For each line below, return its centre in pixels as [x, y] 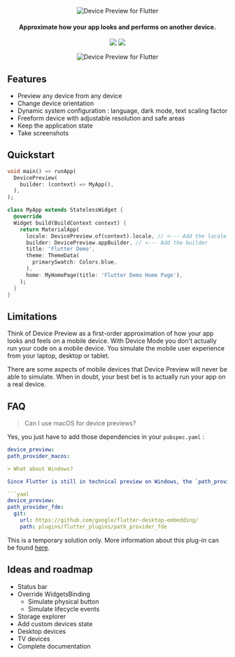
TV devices [34, 639]
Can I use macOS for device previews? [80, 424]
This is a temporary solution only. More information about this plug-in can [113, 540]
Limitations [32, 317]
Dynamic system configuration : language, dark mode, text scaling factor [122, 111]
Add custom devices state [55, 623]
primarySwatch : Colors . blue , [75, 262]
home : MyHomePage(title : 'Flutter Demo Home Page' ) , [104, 275]
